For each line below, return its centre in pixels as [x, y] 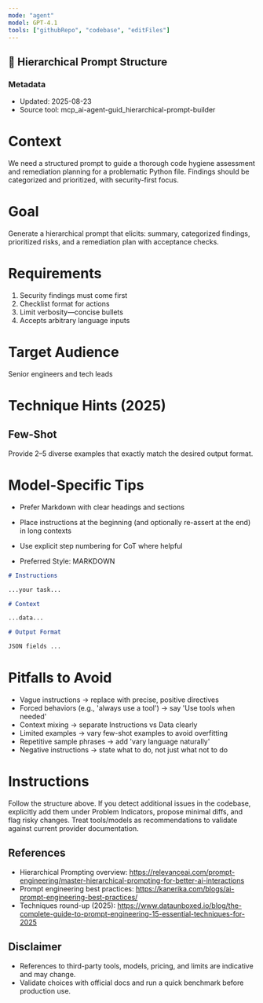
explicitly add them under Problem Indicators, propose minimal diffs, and [126, 811]
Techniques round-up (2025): [68, 906]
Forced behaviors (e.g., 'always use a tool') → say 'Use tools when [127, 707]
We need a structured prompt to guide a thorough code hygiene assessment [131, 163]
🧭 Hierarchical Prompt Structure [88, 62]
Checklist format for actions [64, 303]
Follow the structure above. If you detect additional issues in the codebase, [130, 803]
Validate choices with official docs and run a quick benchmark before [131, 983]
